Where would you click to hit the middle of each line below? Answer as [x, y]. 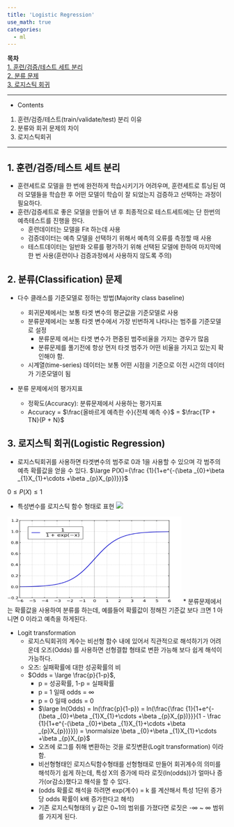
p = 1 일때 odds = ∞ [66, 692]
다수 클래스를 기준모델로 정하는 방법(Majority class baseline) [101, 297]
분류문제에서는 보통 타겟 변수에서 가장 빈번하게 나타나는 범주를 [112, 321]
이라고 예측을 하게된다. [56, 618]
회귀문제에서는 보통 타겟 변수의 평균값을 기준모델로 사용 [103, 312]
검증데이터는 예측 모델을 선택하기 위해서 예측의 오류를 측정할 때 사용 [120, 238]
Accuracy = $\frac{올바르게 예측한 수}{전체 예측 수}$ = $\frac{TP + [122, 412]
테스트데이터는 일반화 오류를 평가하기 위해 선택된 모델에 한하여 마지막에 [124, 247]
